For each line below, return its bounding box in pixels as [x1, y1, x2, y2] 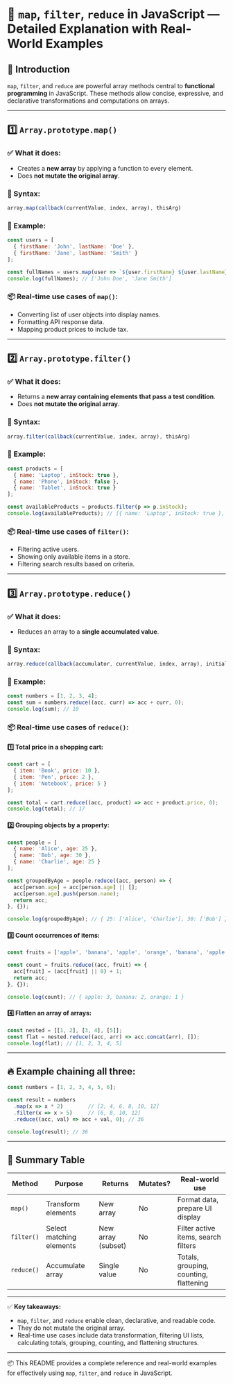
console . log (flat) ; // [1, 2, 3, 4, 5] [7, 1040, 123, 1047]
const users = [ [7, 237, 54, 244]
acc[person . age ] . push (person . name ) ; [13, 890, 119, 897]
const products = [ [7, 465, 64, 472]
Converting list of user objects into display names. [17, 310, 161, 319]
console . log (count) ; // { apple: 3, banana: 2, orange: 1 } [7, 993, 185, 1000]
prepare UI [177, 1204, 212, 1213]
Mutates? [138, 1179, 171, 1189]
